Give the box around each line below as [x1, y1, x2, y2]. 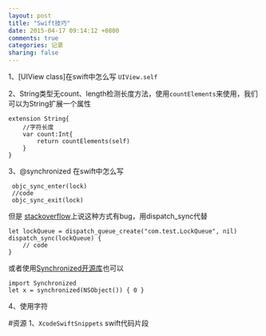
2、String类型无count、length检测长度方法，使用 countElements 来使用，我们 [8, 89, 258, 98]
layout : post [8, 11, 52, 20]
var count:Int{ [22, 130, 73, 138]
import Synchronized [8, 279, 77, 287]
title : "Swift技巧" [8, 19, 71, 27]
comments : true [8, 34, 59, 42]
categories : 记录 [8, 42, 64, 50]
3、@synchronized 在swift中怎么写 [8, 166, 124, 176]
